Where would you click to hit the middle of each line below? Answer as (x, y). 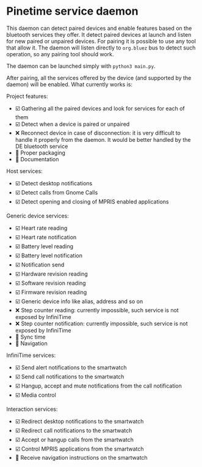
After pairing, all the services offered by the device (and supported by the (99, 78)
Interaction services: (32, 409)
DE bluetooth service (41, 146)
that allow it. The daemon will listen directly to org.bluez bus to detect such (101, 48)
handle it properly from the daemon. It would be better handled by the (103, 139)
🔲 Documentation (37, 159)
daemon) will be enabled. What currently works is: (70, 84)
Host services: (24, 171)
